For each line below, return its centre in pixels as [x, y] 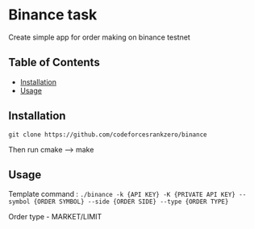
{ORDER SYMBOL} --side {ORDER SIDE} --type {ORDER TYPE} [131, 202]
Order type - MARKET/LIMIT [55, 217]
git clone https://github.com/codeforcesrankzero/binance [108, 135]
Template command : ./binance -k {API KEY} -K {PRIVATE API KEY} [122, 194]
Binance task [53, 15]
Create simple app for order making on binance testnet [100, 37]
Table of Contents [54, 62]
